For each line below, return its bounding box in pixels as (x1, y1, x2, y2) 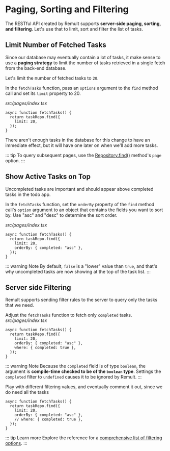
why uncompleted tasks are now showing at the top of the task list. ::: (5, 268, 151, 274)
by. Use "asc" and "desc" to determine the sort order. (5, 212, 118, 218)
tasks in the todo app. (5, 191, 51, 197)
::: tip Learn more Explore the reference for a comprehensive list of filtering (5, 435, 162, 441)
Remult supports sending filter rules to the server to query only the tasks (5, 297, 158, 303)
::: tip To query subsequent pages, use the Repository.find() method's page (5, 152, 162, 158)
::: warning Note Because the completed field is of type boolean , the (5, 363, 146, 369)
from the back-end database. (5, 65, 67, 71)
